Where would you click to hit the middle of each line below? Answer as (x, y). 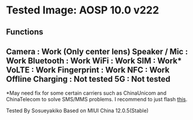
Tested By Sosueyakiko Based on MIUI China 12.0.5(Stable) (77, 111)
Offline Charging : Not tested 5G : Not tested (88, 79)
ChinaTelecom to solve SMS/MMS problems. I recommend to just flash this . (97, 100)
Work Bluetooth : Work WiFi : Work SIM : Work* (94, 61)
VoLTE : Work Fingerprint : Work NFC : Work (88, 70)
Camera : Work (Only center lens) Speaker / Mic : (97, 51)
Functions (25, 32)
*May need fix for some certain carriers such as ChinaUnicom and (86, 93)
